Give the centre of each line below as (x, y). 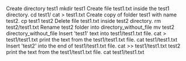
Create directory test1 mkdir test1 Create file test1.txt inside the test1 (88, 9)
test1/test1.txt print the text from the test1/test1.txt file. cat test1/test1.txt (92, 40)
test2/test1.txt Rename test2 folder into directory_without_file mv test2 (90, 27)
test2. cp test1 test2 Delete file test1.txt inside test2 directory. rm (84, 21)
